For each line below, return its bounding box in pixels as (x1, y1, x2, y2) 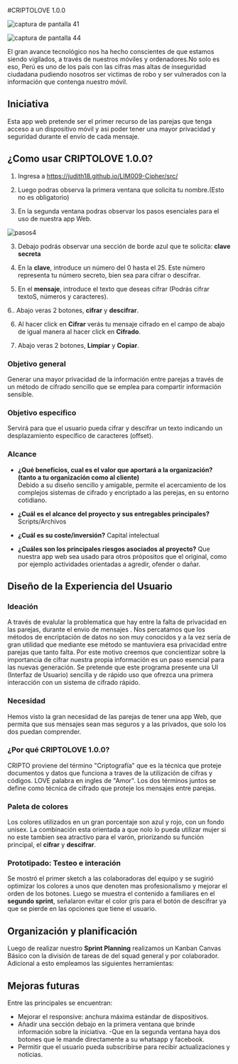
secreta (17, 249, 41, 258)
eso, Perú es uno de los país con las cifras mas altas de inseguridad (7, 63, 207, 70)
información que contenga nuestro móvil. (7, 78, 128, 86)
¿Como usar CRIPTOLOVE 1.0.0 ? (7, 153, 153, 165)
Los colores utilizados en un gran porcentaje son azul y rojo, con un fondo (7, 818, 225, 826)
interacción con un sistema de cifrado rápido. (7, 679, 141, 687)
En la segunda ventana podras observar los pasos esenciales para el (17, 206, 220, 216)
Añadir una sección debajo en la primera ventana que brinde (17, 1020, 195, 1028)
